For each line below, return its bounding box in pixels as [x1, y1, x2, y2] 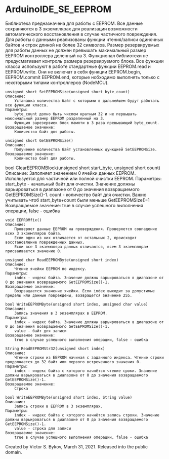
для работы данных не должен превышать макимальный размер [5, 47, 147, 53]
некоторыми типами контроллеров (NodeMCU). [5, 80, 109, 86]
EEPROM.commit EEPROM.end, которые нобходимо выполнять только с [5, 74, 160, 80]
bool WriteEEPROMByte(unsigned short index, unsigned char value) [5, 301, 148, 307]
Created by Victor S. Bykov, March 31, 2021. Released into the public [5, 443, 148, 449]
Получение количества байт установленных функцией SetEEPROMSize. [14, 147, 157, 152]
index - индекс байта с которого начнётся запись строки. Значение [14, 412, 159, 417]
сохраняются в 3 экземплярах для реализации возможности [5, 25, 138, 31]
